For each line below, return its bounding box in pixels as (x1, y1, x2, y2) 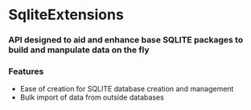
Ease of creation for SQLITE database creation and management (19, 84, 234, 94)
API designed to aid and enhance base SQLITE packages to (8, 35, 244, 46)
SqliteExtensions (8, 6, 125, 24)
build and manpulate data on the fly (8, 44, 150, 55)
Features (8, 66, 44, 77)
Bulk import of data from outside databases (19, 92, 165, 102)
